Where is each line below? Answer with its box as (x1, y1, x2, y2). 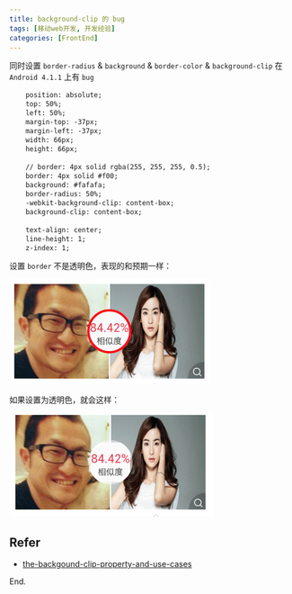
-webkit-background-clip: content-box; (25, 199, 175, 208)
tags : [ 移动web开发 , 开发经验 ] (9, 23, 116, 33)
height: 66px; (25, 145, 78, 154)
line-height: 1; (25, 235, 87, 244)
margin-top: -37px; (25, 118, 99, 127)
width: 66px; (25, 136, 75, 145)
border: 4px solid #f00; (25, 172, 119, 181)
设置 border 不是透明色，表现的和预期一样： (9, 261, 173, 272)
